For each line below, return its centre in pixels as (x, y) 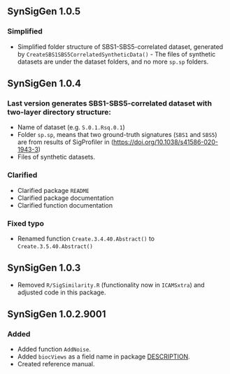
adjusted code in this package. (62, 292)
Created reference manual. (56, 364)
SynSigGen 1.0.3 (44, 268)
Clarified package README (53, 190)
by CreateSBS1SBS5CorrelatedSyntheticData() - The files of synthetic (116, 54)
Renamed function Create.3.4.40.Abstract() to (86, 238)
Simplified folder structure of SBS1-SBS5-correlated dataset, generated (120, 46)
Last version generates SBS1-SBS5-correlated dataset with (109, 103)
